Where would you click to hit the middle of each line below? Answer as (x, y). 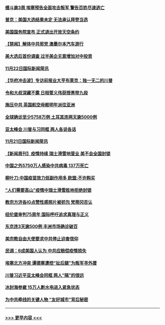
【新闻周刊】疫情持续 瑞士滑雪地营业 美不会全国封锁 (58, 153)
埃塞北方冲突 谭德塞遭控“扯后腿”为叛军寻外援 (51, 263)
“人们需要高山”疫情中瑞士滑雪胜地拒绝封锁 (48, 190)
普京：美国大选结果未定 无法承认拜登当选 (47, 20)
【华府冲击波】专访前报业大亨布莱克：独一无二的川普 (59, 81)
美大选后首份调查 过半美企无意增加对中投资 (49, 56)
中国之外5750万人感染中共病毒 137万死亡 (47, 166)
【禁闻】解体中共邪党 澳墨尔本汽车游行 (44, 44)
